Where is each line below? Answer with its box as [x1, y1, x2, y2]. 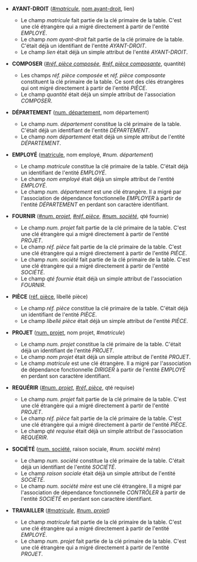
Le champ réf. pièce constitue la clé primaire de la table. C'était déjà [20, 305, 189, 312]
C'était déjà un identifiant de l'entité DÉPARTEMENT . [20, 127, 150, 134]
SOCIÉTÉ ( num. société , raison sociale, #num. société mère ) [11, 446, 161, 452]
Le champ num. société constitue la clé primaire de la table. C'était [20, 457, 185, 464]
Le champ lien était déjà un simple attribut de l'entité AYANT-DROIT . [20, 49, 188, 56]
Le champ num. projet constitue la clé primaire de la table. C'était [20, 341, 181, 348]
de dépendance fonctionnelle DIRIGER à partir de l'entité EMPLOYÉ [20, 366, 186, 373]
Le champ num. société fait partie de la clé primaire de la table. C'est [20, 256, 190, 263]
